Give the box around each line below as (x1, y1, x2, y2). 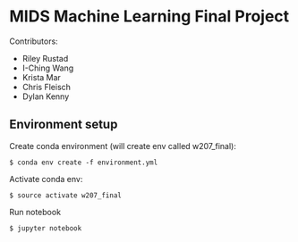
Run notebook (9, 206, 61, 217)
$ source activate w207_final (9, 190, 123, 200)
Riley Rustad (21, 53, 69, 63)
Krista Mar (21, 71, 61, 82)
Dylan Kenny (21, 91, 70, 102)
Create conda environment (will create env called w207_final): (9, 140, 237, 151)
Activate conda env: (9, 173, 83, 184)
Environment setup (9, 117, 118, 132)
